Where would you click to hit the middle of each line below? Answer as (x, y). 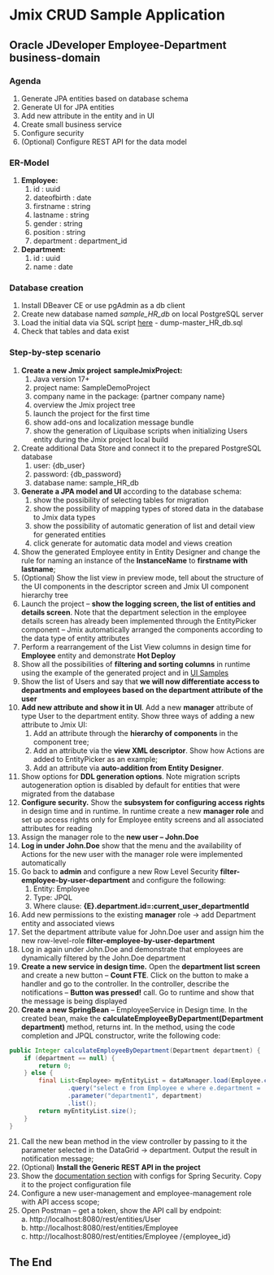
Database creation (46, 288)
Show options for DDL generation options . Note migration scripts (130, 776)
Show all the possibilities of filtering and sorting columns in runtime (135, 664)
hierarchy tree (44, 594)
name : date (53, 267)
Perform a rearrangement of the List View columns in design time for (136, 646)
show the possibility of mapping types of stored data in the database (148, 508)
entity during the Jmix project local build (101, 439)
